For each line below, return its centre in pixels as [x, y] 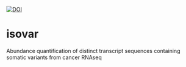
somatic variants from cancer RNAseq [54, 57]
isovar [23, 34]
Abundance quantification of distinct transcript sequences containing [93, 51]
